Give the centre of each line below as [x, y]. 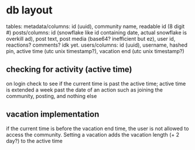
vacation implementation [53, 114]
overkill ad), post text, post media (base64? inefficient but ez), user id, [91, 39]
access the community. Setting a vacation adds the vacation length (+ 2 [93, 134]
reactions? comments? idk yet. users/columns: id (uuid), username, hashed [97, 45]
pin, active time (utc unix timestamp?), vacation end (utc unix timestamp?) [95, 51]
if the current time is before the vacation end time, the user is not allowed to [97, 128]
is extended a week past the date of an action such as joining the [84, 90]
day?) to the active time [34, 141]
